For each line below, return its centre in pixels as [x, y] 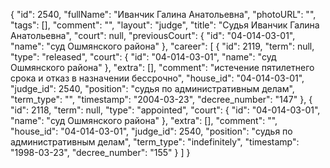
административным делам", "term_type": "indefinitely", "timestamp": [155, 142]
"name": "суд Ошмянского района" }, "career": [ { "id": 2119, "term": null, [162, 46]
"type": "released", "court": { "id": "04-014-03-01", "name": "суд [143, 57]
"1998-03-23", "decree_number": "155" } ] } [100, 152]
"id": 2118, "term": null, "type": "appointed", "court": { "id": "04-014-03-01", [165, 110]
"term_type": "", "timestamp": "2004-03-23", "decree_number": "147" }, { [161, 99]
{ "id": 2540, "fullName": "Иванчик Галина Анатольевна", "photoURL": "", [163, 14]
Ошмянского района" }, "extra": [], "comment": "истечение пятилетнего [162, 67]
